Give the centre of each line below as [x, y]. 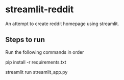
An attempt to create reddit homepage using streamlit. [62, 24]
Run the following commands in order [45, 52]
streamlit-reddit [40, 9]
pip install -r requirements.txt [36, 62]
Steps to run [25, 40]
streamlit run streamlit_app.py [36, 72]
